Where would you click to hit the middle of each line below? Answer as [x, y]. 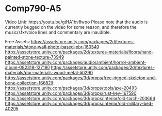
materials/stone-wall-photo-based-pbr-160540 [52, 47]
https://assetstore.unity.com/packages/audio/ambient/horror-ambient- [76, 62]
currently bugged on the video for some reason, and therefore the [71, 27]
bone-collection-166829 [29, 83]
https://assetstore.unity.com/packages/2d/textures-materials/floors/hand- [79, 52]
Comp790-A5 [33, 8]
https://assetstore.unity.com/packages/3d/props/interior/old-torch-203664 [80, 98]
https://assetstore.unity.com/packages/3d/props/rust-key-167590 [71, 93]
